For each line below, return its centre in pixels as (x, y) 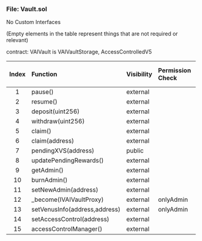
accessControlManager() (67, 229)
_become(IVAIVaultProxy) (68, 199)
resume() (44, 102)
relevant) (17, 40)
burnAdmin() (50, 180)
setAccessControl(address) (70, 219)
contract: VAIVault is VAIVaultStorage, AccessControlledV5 (79, 52)
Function (44, 74)
